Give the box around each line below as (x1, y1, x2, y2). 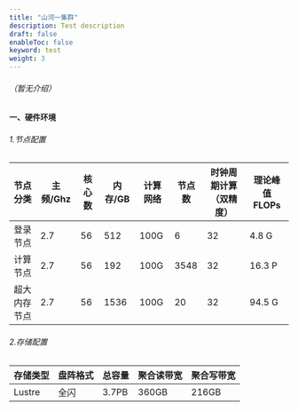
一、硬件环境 (9, 112, 56, 123)
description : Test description (9, 21, 125, 30)
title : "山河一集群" (9, 12, 78, 22)
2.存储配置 (9, 336, 48, 347)
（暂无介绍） (9, 83, 56, 93)
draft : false (9, 29, 58, 38)
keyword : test (9, 46, 62, 55)
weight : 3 (9, 54, 46, 63)
